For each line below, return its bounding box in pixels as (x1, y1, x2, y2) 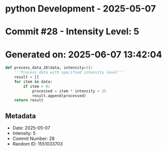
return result (14, 98, 44, 103)
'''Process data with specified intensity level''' (14, 70, 124, 75)
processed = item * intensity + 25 (32, 88, 107, 93)
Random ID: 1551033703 (12, 141, 63, 147)
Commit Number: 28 (12, 135, 55, 141)
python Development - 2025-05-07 (5, 3, 156, 14)
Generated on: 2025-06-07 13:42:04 (5, 48, 162, 60)
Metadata (5, 111, 36, 120)
